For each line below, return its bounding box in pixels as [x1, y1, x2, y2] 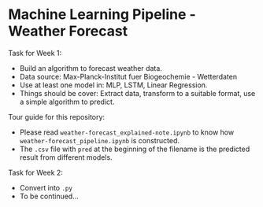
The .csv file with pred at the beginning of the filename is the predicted [19, 144, 250, 153]
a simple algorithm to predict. [19, 97, 115, 106]
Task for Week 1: [8, 48, 62, 57]
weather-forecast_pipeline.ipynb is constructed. [19, 135, 180, 145]
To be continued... [19, 191, 79, 201]
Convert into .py [19, 183, 73, 192]
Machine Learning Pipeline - [8, 6, 197, 24]
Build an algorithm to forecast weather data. [19, 63, 163, 72]
